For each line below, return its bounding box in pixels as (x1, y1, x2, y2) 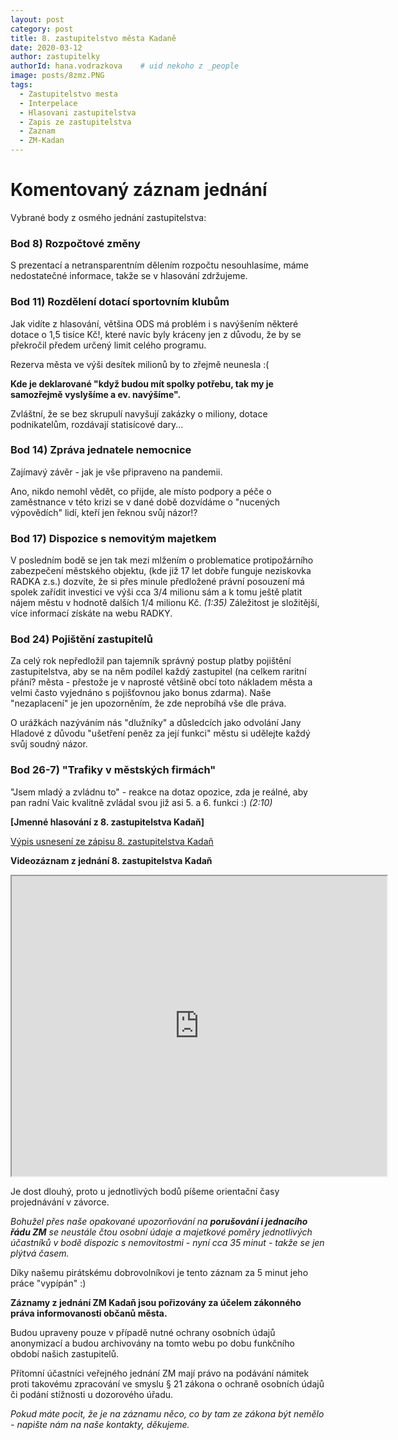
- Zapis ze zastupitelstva (19, 117, 132, 127)
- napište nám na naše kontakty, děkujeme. (10, 1418, 190, 1430)
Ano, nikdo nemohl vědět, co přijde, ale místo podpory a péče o (10, 485, 272, 497)
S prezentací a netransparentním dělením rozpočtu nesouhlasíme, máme (10, 259, 309, 271)
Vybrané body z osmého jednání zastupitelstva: (10, 211, 207, 223)
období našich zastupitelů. (10, 1347, 120, 1360)
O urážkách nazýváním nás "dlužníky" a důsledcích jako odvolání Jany (10, 717, 302, 729)
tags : (10, 80, 33, 90)
